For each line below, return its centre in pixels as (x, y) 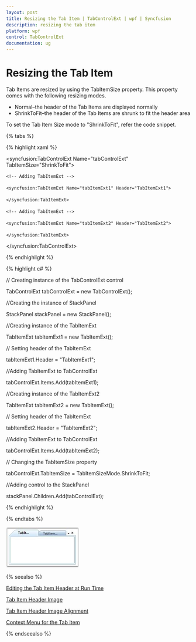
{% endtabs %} (25, 519)
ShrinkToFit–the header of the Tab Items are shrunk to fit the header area (102, 113)
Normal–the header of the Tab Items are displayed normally (86, 107)
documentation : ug (28, 43)
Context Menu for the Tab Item (43, 622)
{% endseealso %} (29, 633)
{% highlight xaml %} (32, 147)
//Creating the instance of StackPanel (51, 303)
